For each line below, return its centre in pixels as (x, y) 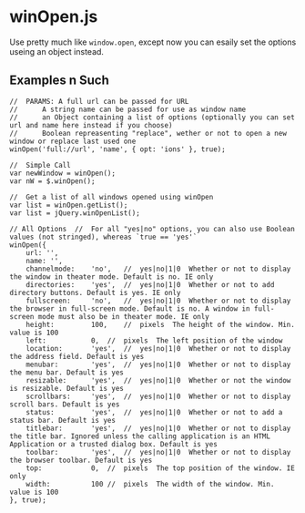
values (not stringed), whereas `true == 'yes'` (103, 237)
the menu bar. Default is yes (67, 372)
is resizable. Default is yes (67, 388)
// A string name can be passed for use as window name (128, 109)
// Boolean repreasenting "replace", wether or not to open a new (148, 133)
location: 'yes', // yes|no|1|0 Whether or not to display (158, 348)
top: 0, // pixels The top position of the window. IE (161, 468)
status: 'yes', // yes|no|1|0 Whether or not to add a (154, 412)
